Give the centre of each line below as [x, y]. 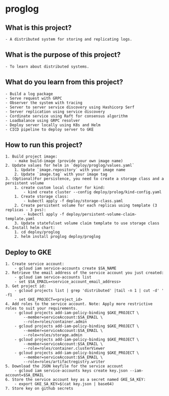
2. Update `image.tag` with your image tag [61, 174]
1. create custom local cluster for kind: [60, 188]
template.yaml [20, 219]
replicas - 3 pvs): [26, 210]
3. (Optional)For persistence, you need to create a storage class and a [85, 179]
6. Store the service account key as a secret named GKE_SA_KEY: [75, 380]
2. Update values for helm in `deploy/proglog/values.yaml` [70, 166]
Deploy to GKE [28, 252]
